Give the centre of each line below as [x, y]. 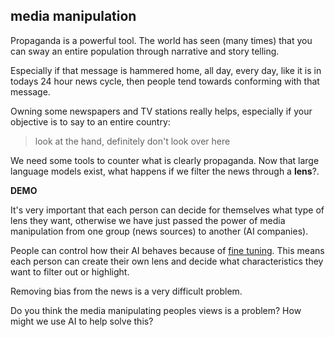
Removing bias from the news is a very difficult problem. [126, 291]
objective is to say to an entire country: [90, 121]
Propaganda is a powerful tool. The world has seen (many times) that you [161, 40]
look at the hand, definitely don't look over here [132, 141]
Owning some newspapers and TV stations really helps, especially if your [161, 111]
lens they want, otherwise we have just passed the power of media [148, 220]
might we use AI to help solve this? [82, 321]
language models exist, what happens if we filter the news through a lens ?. [165, 171]
